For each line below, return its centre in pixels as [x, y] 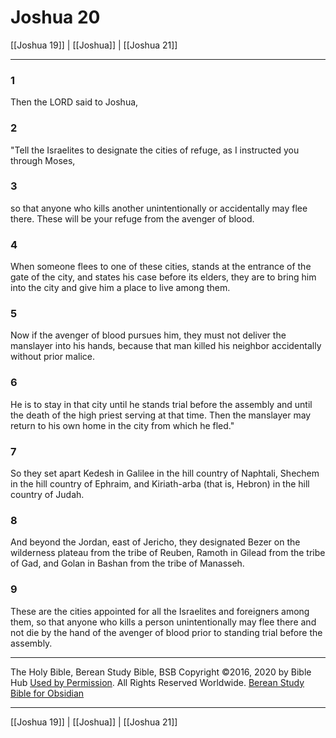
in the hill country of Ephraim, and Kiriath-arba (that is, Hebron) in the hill [160, 484]
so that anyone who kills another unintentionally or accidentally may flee [159, 208]
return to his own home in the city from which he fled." [122, 425]
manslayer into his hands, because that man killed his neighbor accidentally [166, 346]
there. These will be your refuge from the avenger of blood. [132, 218]
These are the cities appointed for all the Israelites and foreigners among [160, 611]
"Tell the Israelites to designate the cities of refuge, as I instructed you [155, 150]
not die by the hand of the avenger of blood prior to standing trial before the [166, 632]
